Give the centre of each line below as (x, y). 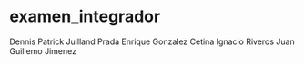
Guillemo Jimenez (43, 50)
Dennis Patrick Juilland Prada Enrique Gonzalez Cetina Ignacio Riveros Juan (152, 41)
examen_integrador (85, 17)
